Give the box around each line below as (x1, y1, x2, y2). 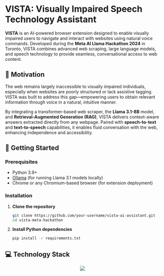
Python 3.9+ (12, 169, 38, 175)
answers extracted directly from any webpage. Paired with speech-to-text (5, 119, 156, 125)
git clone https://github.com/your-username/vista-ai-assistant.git (12, 213, 156, 218)
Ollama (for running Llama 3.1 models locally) (12, 175, 103, 181)
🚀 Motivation (5, 70, 45, 79)
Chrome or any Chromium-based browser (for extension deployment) (12, 180, 153, 186)
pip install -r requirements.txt (12, 236, 81, 241)
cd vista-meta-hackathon (12, 218, 63, 222)
